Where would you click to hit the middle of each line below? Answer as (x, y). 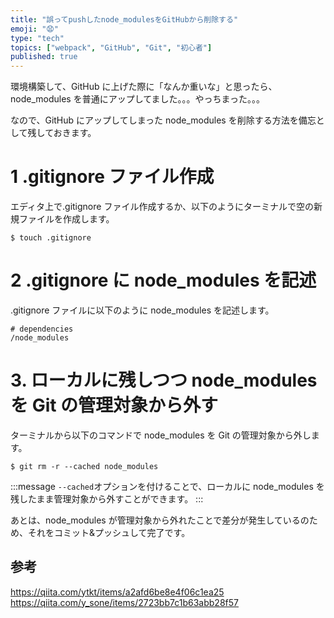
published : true (44, 57)
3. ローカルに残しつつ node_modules (164, 380)
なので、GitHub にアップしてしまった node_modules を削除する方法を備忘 (163, 120)
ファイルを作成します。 (66, 219)
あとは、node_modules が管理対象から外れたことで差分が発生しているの (160, 520)
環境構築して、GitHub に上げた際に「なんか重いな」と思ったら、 (144, 87)
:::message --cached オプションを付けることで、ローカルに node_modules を (167, 486)
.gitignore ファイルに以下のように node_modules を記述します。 (142, 310)
